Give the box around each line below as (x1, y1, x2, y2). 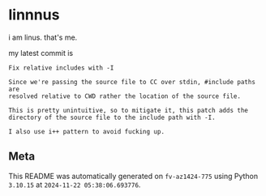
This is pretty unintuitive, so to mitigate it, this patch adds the (8, 106, 249, 114)
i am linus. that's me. (8, 32, 78, 42)
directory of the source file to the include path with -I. (8, 113, 217, 121)
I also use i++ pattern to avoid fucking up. (8, 127, 165, 135)
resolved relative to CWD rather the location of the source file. (8, 92, 242, 100)
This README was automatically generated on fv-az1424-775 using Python (8, 171, 259, 181)
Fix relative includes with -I (8, 63, 114, 72)
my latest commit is (8, 48, 74, 58)
